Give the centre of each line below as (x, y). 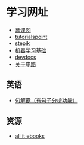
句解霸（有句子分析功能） (46, 100)
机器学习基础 (30, 50)
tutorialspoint (31, 37)
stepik (22, 43)
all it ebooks (29, 136)
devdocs (26, 57)
